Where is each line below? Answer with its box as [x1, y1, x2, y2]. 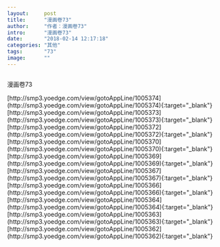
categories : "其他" [7, 42, 61, 49]
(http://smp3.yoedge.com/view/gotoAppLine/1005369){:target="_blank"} [7, 159, 214, 168]
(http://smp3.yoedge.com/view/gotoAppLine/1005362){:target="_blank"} [7, 232, 214, 240]
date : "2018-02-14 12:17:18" [7, 36, 109, 42]
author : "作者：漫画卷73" [7, 23, 87, 29]
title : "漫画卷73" [7, 16, 72, 23]
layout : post [7, 10, 57, 17]
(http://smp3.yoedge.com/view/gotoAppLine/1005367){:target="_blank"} [7, 174, 213, 182]
